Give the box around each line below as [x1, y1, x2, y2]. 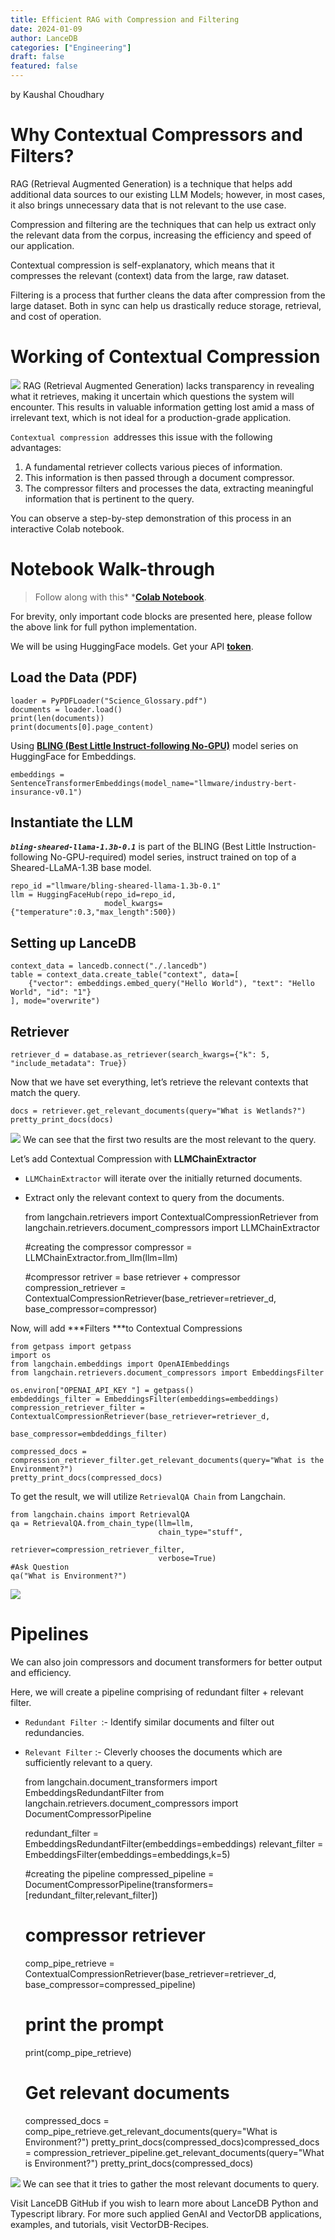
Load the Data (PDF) [10, 669, 138, 686]
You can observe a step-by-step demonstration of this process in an [10, 512, 292, 524]
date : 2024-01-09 [10, 24, 83, 34]
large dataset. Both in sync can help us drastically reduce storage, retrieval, [10, 299, 322, 311]
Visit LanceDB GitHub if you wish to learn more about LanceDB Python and [10, 2197, 319, 2209]
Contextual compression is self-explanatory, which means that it [10, 259, 275, 271]
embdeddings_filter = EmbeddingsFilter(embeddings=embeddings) [10, 1394, 280, 1405]
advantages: [10, 441, 62, 453]
